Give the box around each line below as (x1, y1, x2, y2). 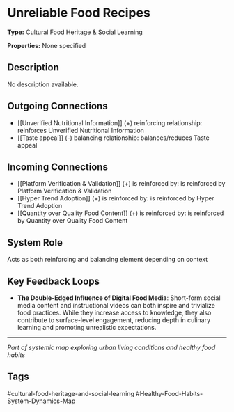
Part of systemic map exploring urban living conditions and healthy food (7, 343, 216, 351)
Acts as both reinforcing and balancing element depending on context (7, 255, 208, 264)
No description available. (7, 80, 79, 88)
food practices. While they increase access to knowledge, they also (17, 308, 212, 317)
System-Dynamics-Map (7, 397, 76, 405)
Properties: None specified (7, 41, 86, 49)
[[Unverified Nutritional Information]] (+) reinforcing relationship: (17, 118, 203, 127)
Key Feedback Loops (7, 275, 100, 287)
